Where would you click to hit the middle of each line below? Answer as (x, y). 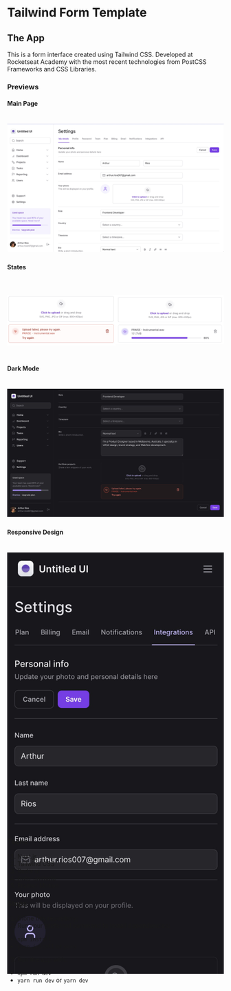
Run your (30, 926)
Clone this (31, 918)
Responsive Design (35, 532)
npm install (34, 939)
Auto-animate (36, 878)
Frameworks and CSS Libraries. (52, 69)
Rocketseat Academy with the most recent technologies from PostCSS (107, 62)
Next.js (27, 856)
